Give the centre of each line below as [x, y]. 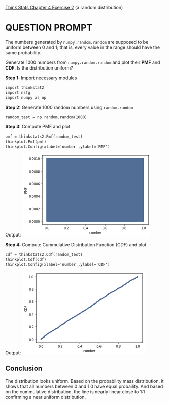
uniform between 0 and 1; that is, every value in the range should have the [83, 47]
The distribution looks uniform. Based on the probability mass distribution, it [84, 381]
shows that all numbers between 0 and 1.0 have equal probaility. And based [84, 386]
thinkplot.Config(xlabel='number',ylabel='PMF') [58, 147]
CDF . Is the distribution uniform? [39, 68]
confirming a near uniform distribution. [46, 397]
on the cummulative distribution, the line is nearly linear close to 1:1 [75, 392]
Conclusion [24, 369]
